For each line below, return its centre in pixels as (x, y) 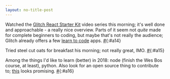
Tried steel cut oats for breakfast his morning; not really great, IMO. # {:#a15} (85, 50)
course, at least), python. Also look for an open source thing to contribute (82, 65)
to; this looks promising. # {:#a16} (40, 71)
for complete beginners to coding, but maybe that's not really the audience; (84, 35)
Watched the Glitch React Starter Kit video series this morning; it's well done (85, 24)
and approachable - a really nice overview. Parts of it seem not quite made (83, 30)
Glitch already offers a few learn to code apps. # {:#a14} (63, 41)
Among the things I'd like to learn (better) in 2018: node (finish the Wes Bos (84, 60)
